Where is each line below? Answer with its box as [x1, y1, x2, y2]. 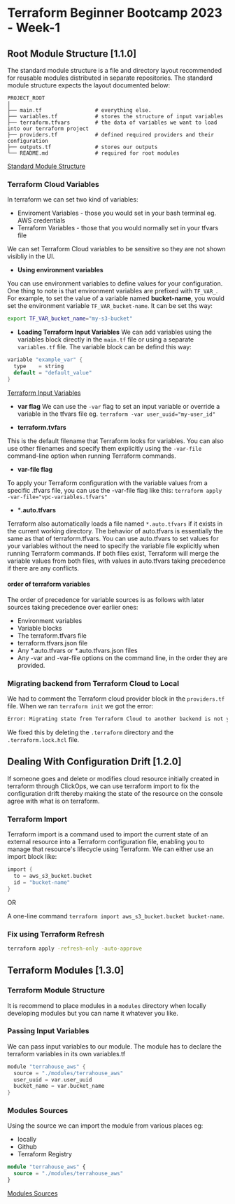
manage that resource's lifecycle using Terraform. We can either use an [7, 845, 214, 853]
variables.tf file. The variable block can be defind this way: [17, 343, 192, 351]
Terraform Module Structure [7, 986, 106, 995]
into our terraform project [7, 125, 90, 132]
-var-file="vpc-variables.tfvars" [7, 493, 108, 500]
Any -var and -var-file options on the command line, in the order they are [17, 653, 228, 662]
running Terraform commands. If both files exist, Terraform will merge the [7, 549, 220, 557]
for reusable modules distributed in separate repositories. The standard [7, 73, 213, 82]
